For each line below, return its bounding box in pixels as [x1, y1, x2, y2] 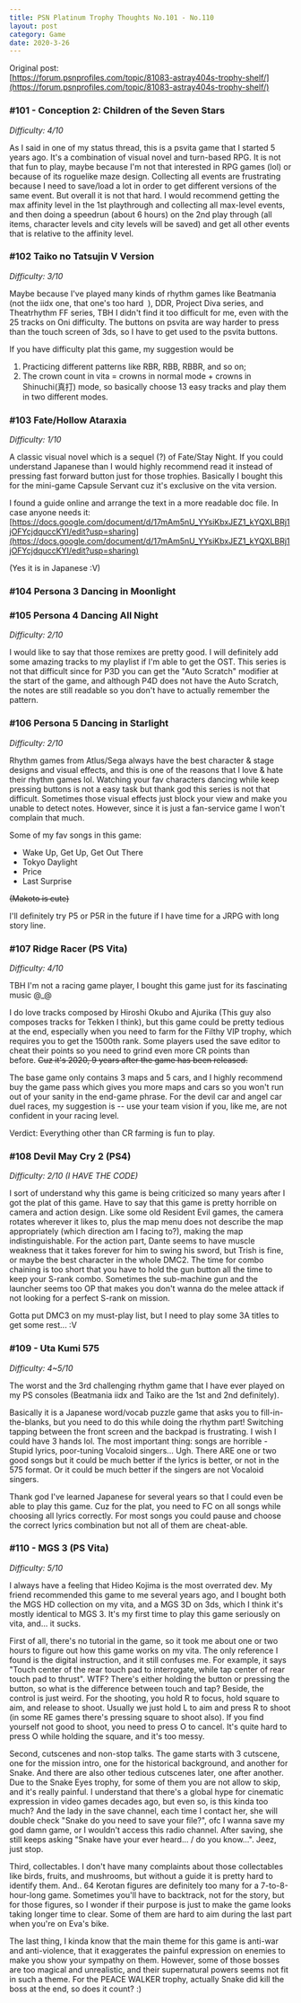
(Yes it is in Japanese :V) [9, 563, 101, 574]
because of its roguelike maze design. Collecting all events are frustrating [9, 171, 281, 181]
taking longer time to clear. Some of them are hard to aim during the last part [9, 1909, 293, 1920]
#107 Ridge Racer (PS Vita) [9, 942, 128, 954]
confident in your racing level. [9, 1110, 119, 1120]
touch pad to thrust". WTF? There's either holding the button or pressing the [9, 1674, 290, 1684]
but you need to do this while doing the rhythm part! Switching [53, 1416, 284, 1428]
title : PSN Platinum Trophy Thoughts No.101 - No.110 [9, 13, 215, 22]
